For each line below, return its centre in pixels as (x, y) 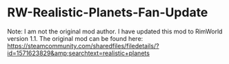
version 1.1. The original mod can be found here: (75, 38)
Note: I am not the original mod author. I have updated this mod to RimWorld (115, 31)
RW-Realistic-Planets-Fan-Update (108, 13)
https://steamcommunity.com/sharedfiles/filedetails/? (83, 46)
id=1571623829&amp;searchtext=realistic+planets (79, 53)
